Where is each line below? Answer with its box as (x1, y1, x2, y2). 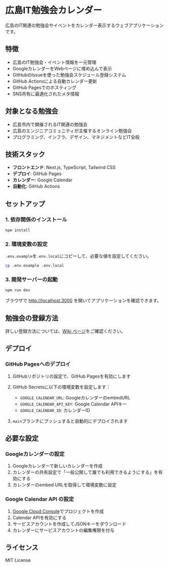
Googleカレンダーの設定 (5, 450, 65, 457)
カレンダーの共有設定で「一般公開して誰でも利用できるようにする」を (12, 469, 159, 475)
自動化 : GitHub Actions (12, 183, 61, 189)
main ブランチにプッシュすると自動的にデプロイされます (12, 418, 128, 424)
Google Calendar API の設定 (5, 496, 74, 503)
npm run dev (5, 288, 30, 293)
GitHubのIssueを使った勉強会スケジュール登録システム (12, 72, 127, 78)
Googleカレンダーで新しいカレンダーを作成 (12, 463, 103, 469)
